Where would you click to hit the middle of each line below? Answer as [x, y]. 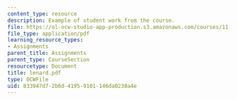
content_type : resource [42, 14]
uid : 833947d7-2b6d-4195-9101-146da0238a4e [72, 86]
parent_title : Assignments [47, 54]
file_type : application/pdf [49, 33]
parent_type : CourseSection [49, 60]
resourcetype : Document [42, 66]
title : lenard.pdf [34, 73]
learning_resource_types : [45, 40]
